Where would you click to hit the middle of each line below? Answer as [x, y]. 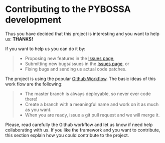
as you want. [38, 109]
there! [31, 99]
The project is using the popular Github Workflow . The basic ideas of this [80, 78]
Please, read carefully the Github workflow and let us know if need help [79, 124]
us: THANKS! [19, 39]
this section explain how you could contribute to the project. [67, 135]
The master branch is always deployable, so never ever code [88, 93]
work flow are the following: [34, 84]
